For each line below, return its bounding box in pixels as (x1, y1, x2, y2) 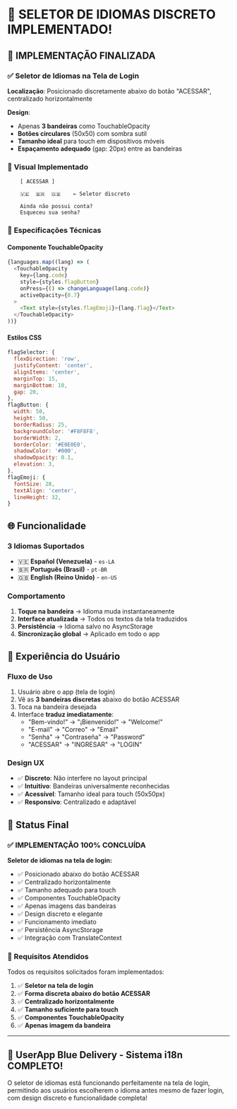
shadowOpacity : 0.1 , (13, 454, 74, 461)
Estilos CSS (7, 333, 42, 342)
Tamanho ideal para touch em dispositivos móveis (17, 137, 165, 145)
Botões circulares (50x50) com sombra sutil (17, 129, 147, 137)
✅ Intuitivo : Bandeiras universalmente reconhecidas (17, 782, 170, 791)
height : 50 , (13, 415, 49, 422)
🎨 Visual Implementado (7, 162, 89, 172)
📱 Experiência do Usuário (7, 650, 121, 662)
